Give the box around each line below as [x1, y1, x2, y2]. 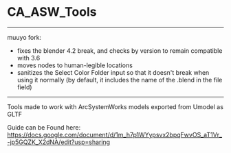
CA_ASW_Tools [7, 4, 97, 20]
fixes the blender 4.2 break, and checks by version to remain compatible [16, 46, 223, 55]
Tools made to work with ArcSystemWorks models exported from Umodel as [7, 102, 223, 110]
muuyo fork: [7, 33, 42, 41]
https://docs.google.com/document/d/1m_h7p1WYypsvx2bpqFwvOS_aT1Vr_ [7, 130, 222, 139]
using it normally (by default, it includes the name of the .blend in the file [16, 75, 223, 84]
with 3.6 [16, 54, 41, 62]
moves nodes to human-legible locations [16, 61, 133, 69]
